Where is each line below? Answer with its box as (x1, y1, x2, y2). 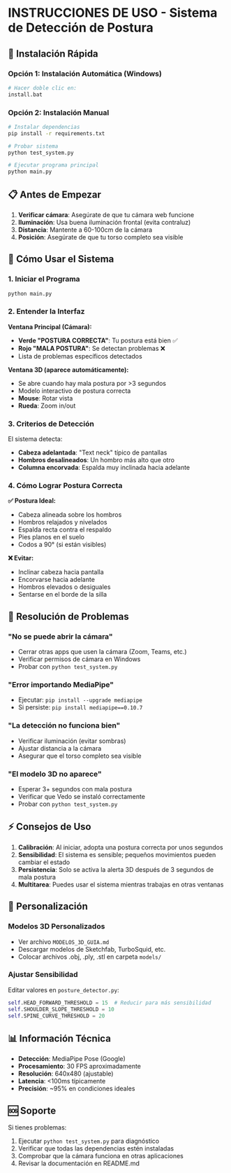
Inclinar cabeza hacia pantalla (17, 568, 104, 576)
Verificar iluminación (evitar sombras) (17, 737, 126, 745)
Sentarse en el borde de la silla (17, 590, 107, 599)
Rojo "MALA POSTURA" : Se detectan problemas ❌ (17, 344, 166, 352)
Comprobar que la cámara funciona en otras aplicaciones (17, 1152, 184, 1160)
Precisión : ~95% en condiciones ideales (17, 1084, 135, 1093)
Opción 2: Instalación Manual (8, 107, 110, 117)
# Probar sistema (8, 142, 59, 150)
